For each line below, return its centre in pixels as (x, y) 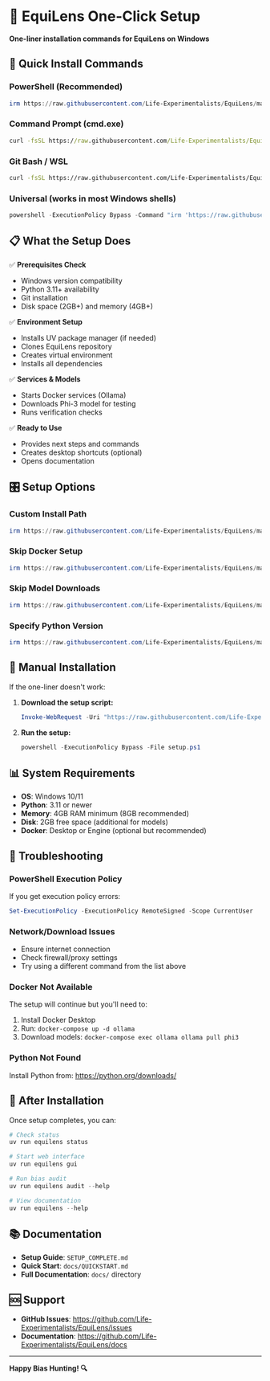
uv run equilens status (49, 1142)
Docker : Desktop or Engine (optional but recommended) (113, 831)
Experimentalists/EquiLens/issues (77, 1328)
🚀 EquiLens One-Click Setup (105, 16)
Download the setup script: (67, 702)
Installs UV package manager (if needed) (89, 337)
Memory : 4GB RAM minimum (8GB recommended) (105, 814)
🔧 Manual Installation (63, 667)
